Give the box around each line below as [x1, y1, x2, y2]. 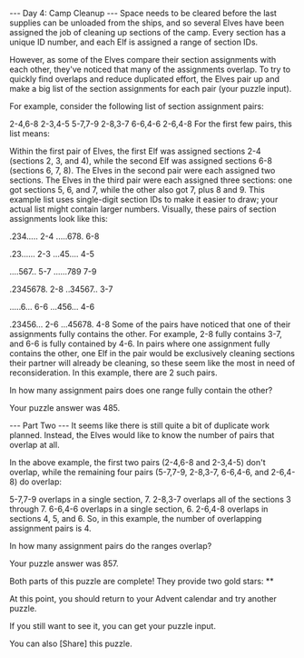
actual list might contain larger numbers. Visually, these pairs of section [9, 204, 277, 214]
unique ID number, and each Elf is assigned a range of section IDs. [9, 36, 259, 47]
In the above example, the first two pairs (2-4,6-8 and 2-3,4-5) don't [9, 457, 266, 467]
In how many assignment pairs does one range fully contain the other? [9, 385, 273, 395]
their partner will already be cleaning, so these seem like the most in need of [9, 358, 296, 368]
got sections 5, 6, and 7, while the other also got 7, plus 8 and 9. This [9, 184, 265, 194]
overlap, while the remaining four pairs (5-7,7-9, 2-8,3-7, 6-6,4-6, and [9, 467, 270, 477]
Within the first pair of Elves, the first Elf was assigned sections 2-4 [9, 145, 261, 156]
